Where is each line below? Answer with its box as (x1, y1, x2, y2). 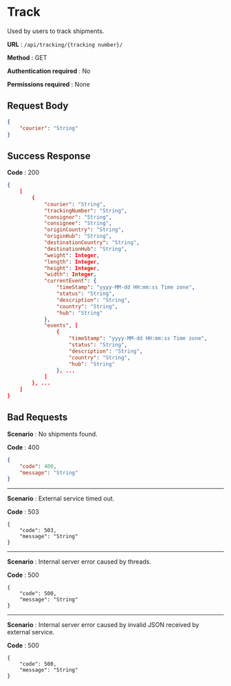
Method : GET (7, 53, 47, 62)
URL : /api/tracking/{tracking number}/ (7, 40, 123, 48)
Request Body (7, 100, 69, 112)
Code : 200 (7, 168, 40, 177)
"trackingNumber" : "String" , (43, 207, 128, 214)
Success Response (7, 150, 91, 162)
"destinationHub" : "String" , (43, 245, 128, 252)
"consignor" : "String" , (43, 214, 112, 221)
